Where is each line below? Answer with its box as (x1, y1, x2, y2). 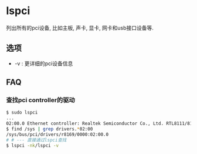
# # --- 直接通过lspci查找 (6, 137, 67, 143)
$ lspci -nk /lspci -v (6, 142, 59, 148)
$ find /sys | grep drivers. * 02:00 (6, 126, 93, 132)
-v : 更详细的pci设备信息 (14, 60, 73, 67)
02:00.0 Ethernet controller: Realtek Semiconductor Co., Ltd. (6, 120, 164, 127)
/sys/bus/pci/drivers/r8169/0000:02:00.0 (6, 131, 109, 138)
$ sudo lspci (6, 110, 38, 116)
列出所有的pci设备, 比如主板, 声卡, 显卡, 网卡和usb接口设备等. (6, 24, 154, 31)
